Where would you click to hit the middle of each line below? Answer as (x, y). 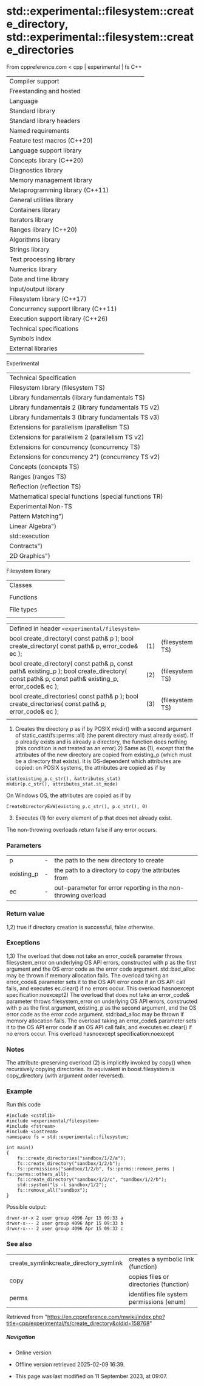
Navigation (21, 1337)
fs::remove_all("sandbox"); (53, 1191)
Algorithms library (35, 239)
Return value (25, 913)
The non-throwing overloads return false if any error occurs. (82, 829)
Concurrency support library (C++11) (63, 309)
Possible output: (27, 1207)
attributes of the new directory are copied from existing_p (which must (104, 755)
